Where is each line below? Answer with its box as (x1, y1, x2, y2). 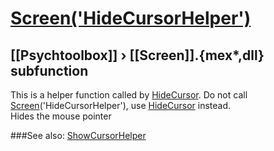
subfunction (10, 62, 89, 79)
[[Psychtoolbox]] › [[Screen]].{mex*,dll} (10, 47, 265, 64)
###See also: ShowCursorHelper (10, 130, 147, 141)
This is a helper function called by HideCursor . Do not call (10, 89, 248, 101)
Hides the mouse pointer (10, 110, 112, 122)
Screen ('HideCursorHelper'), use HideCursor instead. (10, 100, 232, 111)
